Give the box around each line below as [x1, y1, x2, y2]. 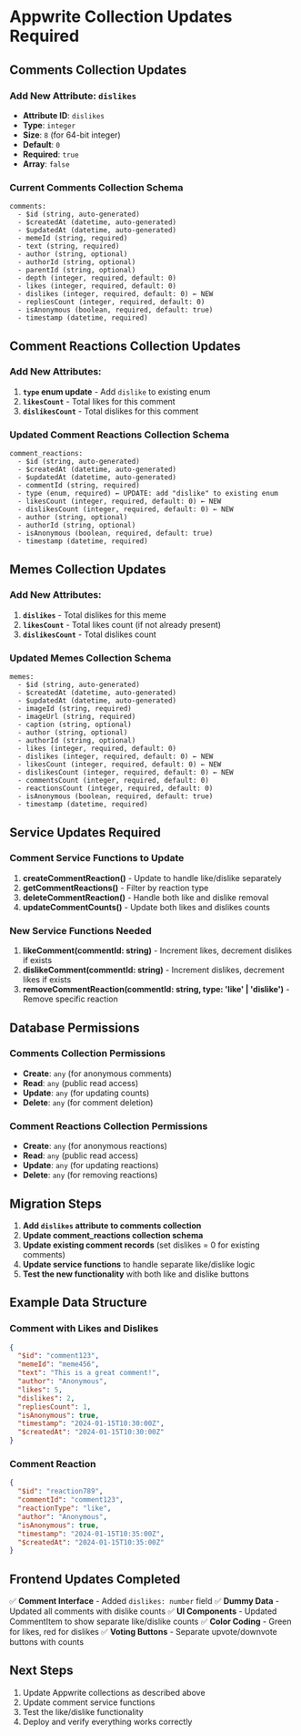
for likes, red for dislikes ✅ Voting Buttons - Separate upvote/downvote [9, 1627, 277, 1638]
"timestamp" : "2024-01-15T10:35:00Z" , [17, 1529, 166, 1538]
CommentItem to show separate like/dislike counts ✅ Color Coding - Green [9, 1616, 293, 1628]
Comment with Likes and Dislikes [9, 1322, 159, 1335]
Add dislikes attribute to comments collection [22, 1219, 202, 1231]
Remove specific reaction [22, 993, 118, 1004]
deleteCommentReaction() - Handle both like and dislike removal [22, 891, 269, 903]
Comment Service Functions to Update [9, 852, 185, 865]
